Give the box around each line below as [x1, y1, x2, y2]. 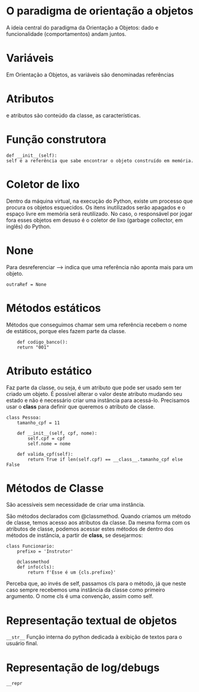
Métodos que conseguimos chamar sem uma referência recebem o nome [6, 321, 187, 328]
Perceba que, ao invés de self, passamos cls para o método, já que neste [6, 580, 186, 587]
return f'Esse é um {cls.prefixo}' [27, 569, 117, 575]
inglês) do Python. [6, 222, 51, 230]
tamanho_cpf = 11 [17, 420, 60, 426]
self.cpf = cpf [27, 435, 66, 441]
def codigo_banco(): [17, 339, 68, 345]
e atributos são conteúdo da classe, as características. [6, 112, 141, 119]
